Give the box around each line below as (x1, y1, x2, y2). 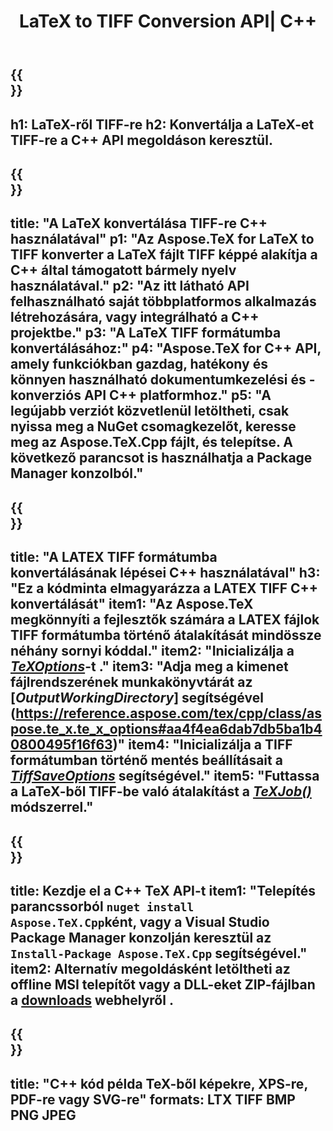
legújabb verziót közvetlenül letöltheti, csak (10, 403, 290, 420)
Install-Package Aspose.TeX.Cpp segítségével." (10, 945, 308, 962)
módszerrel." (10, 799, 94, 816)
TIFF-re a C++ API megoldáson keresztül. (10, 131, 273, 149)
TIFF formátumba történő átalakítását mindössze (10, 627, 322, 644)
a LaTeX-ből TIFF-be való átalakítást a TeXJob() (10, 783, 312, 800)
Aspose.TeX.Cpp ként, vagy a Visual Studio (10, 913, 270, 930)
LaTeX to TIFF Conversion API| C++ (19, 10, 317, 33)
